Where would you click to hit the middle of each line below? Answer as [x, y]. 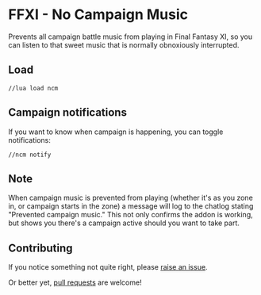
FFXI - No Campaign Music [98, 15]
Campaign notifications [67, 113]
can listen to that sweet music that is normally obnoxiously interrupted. [124, 44]
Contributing [40, 248]
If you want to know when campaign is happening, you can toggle [116, 132]
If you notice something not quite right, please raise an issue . [108, 267]
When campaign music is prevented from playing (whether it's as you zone [131, 198]
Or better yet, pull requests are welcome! [75, 282]
